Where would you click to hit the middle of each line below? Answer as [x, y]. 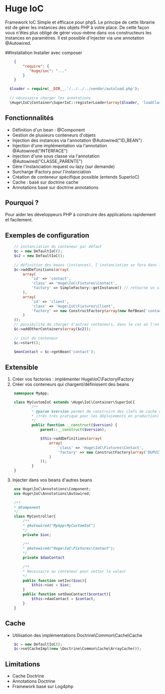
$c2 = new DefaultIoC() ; [39, 256]
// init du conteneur [36, 338]
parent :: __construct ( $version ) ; [73, 430]
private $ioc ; [37, 535]
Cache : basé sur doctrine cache [45, 182]
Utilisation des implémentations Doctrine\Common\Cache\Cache [77, 635]
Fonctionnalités [29, 118]
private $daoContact [44, 558]
